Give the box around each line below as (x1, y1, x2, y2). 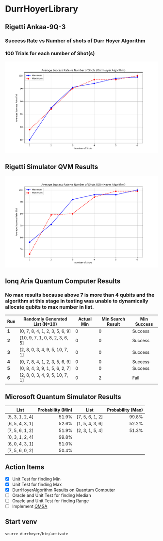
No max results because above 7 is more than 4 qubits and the (5, 291, 155, 298)
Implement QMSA (12, 503, 48, 509)
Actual (78, 316, 92, 322)
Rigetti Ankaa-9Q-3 (5, 23, 66, 31)
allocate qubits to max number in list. (5, 303, 94, 310)
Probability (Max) (107, 407, 143, 413)
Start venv (5, 518, 37, 526)
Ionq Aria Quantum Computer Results (5, 277, 121, 285)
